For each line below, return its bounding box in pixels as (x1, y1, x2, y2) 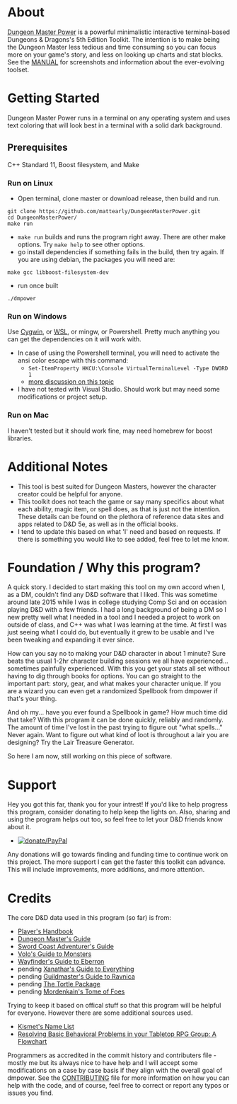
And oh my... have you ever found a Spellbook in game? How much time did (7, 708, 228, 717)
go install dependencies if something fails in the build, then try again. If (17, 247, 225, 256)
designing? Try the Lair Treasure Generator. (7, 738, 134, 747)
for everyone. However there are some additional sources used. (7, 1008, 193, 1017)
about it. (7, 823, 32, 831)
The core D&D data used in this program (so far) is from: (7, 914, 172, 922)
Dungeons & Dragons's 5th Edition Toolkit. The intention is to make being (7, 35, 221, 43)
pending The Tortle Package (17, 980, 100, 989)
